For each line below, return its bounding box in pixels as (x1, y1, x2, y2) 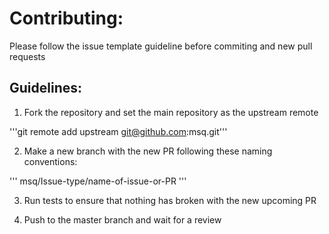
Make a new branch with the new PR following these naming (23, 145, 273, 157)
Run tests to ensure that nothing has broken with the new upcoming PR (23, 194, 317, 206)
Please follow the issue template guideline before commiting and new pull (9, 40, 313, 52)
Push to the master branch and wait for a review (23, 213, 222, 226)
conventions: (23, 155, 78, 167)
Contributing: (9, 7, 124, 30)
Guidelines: (9, 80, 83, 97)
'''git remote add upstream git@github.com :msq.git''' (9, 125, 228, 137)
